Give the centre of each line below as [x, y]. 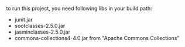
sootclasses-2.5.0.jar [40, 26]
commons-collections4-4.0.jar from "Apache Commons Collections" [97, 38]
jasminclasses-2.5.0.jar [42, 32]
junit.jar [24, 19]
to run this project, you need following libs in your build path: [79, 8]
